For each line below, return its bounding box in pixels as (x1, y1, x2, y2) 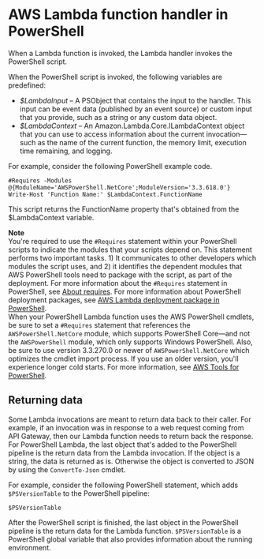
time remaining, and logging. (19, 146, 113, 156)
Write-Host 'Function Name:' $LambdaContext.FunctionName (8, 190, 203, 198)
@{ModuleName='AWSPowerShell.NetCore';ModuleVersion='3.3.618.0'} (8, 183, 231, 191)
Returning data (8, 393, 84, 407)
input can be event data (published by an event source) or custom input (19, 104, 252, 114)
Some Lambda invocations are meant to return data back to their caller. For (8, 415, 252, 424)
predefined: (8, 81, 46, 90)
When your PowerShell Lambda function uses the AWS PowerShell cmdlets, (8, 312, 255, 321)
